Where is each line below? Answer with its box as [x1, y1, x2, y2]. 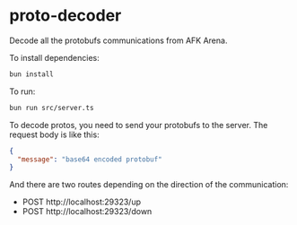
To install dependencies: [9, 52, 100, 63]
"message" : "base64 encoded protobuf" [17, 154, 163, 164]
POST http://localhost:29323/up [22, 196, 142, 207]
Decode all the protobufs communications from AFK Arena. [9, 35, 228, 46]
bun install [9, 69, 54, 79]
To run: [9, 86, 36, 97]
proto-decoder [9, 5, 122, 26]
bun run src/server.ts [9, 103, 94, 112]
